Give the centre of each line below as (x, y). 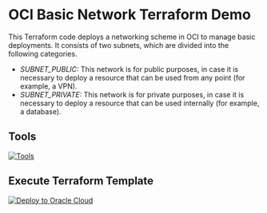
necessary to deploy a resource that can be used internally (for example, (139, 103)
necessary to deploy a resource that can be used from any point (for (132, 77)
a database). (40, 111)
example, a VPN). (48, 86)
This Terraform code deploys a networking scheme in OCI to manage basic (132, 37)
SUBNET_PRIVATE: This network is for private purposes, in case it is (132, 94)
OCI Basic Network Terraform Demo (130, 15)
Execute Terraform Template (81, 181)
